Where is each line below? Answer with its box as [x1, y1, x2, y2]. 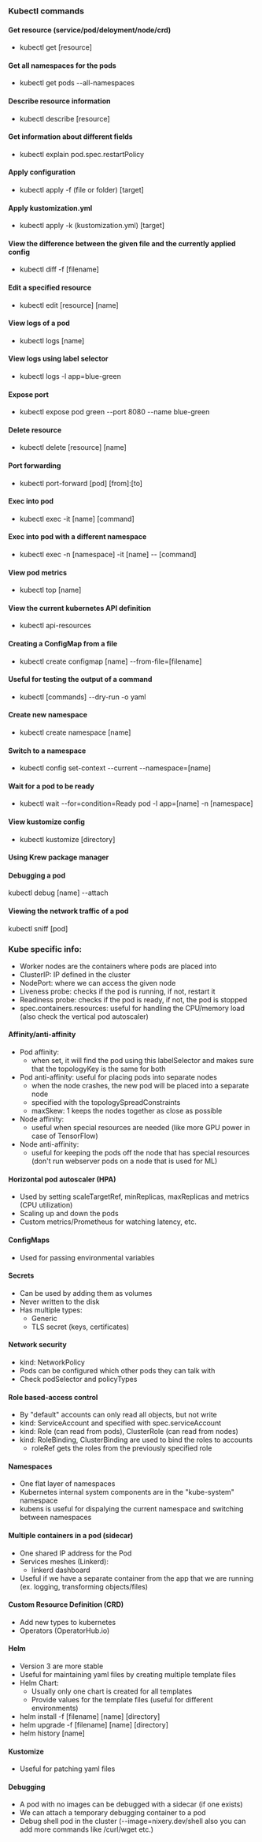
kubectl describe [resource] [19, 114, 110, 123]
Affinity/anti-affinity [8, 1030, 76, 1039]
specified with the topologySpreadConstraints [31, 1098, 181, 1107]
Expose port [8, 389, 50, 399]
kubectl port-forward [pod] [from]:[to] [19, 478, 143, 488]
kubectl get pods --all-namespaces [19, 78, 135, 88]
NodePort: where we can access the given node [19, 978, 176, 987]
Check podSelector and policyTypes [19, 1374, 138, 1383]
